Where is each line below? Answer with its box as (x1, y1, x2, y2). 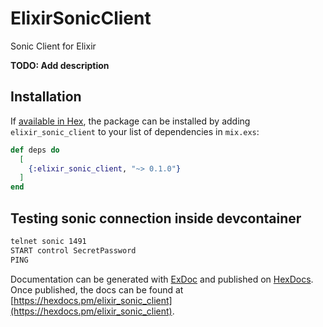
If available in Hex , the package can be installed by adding (10, 115, 251, 127)
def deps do (10, 145, 60, 155)
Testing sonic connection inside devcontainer (10, 210, 302, 227)
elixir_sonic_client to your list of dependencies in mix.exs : (10, 125, 260, 137)
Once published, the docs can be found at (10, 283, 184, 296)
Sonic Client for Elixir (10, 40, 97, 52)
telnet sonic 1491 (10, 236, 87, 246)
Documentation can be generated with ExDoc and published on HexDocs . (10, 273, 314, 285)
